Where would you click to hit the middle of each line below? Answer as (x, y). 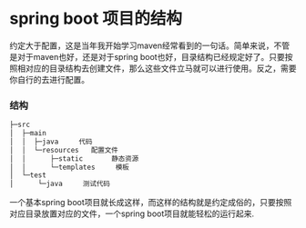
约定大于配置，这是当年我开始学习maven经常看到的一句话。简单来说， (142, 45)
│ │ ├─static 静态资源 (74, 159)
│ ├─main (28, 134)
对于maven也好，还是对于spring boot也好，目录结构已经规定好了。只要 (151, 56)
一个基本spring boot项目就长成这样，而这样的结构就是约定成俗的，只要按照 (151, 203)
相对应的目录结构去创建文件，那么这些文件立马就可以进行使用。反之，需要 (157, 68)
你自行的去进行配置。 (49, 79)
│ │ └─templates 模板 (69, 167)
